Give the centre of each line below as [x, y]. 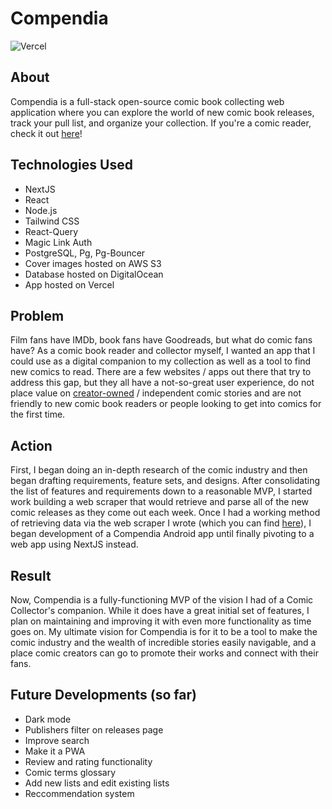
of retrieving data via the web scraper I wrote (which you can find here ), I [161, 523]
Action [31, 445]
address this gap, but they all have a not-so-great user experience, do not [162, 383]
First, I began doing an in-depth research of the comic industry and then [159, 470]
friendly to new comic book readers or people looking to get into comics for [166, 404]
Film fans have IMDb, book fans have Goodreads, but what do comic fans [161, 340]
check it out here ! [46, 133]
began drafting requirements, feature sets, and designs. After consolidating [165, 481]
